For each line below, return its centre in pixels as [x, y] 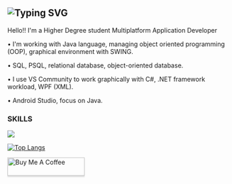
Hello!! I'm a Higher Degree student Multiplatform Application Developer [112, 30]
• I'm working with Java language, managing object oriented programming [116, 44]
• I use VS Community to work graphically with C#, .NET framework [106, 79]
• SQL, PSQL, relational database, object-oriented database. [95, 65]
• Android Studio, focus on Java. [55, 100]
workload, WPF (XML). [40, 87]
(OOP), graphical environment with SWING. [70, 51]
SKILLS [20, 119]
